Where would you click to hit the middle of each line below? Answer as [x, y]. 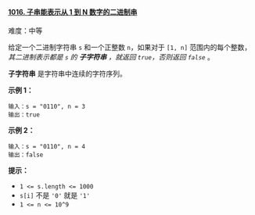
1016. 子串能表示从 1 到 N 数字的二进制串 [73, 12]
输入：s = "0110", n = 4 [47, 147]
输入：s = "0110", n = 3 [47, 107]
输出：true [24, 115]
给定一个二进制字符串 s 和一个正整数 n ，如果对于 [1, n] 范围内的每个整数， [130, 48]
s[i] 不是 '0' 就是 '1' [55, 195]
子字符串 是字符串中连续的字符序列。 [67, 73]
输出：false [26, 155]
